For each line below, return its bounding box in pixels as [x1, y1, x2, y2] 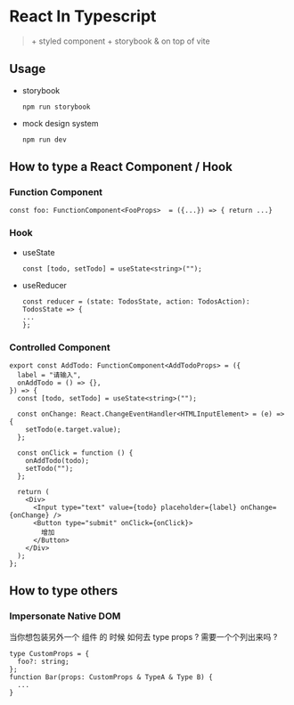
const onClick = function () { [17, 449, 134, 458]
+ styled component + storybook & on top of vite [30, 36, 211, 46]
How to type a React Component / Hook [9, 159, 233, 174]
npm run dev [21, 135, 67, 144]
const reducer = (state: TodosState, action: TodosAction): [21, 296, 250, 306]
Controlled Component [9, 341, 110, 353]
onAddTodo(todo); [25, 457, 90, 466]
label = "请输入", [17, 371, 82, 380]
